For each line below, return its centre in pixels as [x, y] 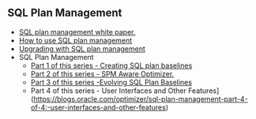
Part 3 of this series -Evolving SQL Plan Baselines [111, 82]
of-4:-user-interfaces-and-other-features [98, 107]
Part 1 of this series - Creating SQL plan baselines [111, 65]
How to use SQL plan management [75, 40]
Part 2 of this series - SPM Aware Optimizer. [102, 73]
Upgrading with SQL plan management [82, 48]
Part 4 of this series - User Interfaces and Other [108, 91]
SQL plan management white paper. [77, 32]
